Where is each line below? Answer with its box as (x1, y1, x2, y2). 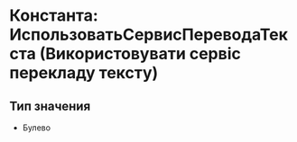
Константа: (9, 5, 99, 26)
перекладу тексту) (9, 63, 159, 84)
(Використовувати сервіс (39, 44, 241, 64)
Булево (22, 122, 51, 133)
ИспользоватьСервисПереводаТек (9, 24, 289, 45)
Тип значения (9, 98, 91, 113)
